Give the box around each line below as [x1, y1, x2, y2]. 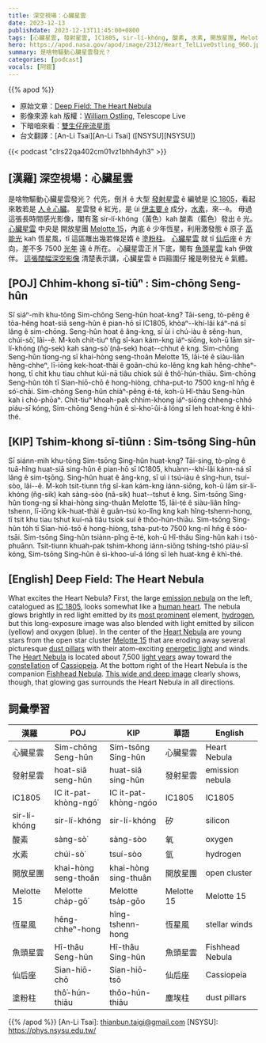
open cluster [205, 867, 253, 878]
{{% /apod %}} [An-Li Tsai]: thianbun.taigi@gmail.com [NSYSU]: [8, 1017, 218, 1026]
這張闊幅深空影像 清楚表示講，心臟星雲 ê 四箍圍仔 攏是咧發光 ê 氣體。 [23, 253, 252, 263]
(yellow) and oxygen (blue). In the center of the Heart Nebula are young [8, 627, 241, 636]
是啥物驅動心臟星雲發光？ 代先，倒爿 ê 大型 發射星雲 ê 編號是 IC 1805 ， [8, 194, 242, 203]
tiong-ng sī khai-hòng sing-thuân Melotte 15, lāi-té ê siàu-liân [22, 498, 222, 507]
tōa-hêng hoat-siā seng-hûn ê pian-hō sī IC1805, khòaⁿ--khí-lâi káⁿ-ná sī [8, 318, 246, 328]
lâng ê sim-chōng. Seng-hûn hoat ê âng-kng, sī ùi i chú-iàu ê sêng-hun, [8, 327, 243, 336]
